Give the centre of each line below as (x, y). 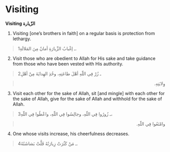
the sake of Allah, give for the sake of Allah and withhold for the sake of (87, 99)
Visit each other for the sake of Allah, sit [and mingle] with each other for (89, 93)
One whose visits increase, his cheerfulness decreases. (71, 134)
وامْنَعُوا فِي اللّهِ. (151, 124)
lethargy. (22, 39)
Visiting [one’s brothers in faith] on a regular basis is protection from (84, 33)
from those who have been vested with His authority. (68, 64)
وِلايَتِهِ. (160, 83)
